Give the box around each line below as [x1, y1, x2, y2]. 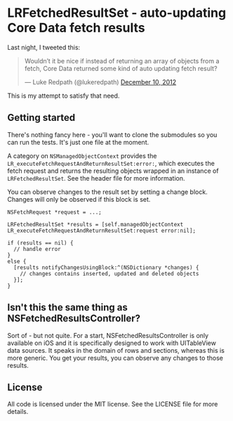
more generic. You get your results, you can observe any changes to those [7, 354, 223, 362]
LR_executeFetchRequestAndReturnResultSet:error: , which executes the [7, 159, 215, 167]
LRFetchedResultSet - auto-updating [7, 5, 227, 21]
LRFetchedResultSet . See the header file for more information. [7, 174, 185, 182]
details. [7, 408, 29, 416]
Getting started [7, 112, 76, 124]
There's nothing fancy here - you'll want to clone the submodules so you [7, 130, 218, 138]
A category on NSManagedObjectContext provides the [7, 151, 157, 160]
